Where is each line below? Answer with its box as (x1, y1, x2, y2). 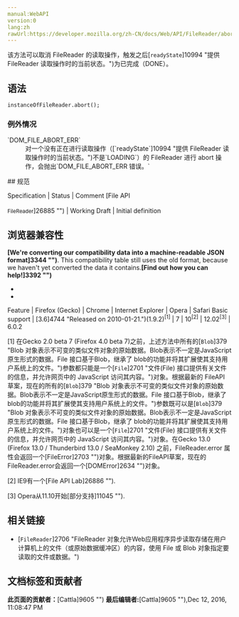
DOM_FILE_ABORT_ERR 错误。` (58, 162, 151, 171)
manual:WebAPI (7, 10, 50, 18)
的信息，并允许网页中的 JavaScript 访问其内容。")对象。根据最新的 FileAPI (7, 372, 225, 381)
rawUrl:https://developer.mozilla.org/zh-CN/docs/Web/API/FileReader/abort (7, 30, 237, 38)
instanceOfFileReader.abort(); (7, 102, 100, 109)
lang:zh (7, 23, 31, 31)
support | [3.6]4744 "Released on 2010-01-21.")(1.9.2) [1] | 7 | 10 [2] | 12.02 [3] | (7, 313, 231, 323)
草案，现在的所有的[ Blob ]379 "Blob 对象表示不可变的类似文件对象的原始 (7, 381, 218, 390)
